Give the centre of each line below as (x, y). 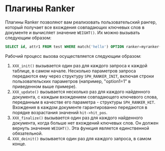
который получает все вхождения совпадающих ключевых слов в (75, 27)
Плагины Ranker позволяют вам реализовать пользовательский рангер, (81, 22)
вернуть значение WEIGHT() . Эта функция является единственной (81, 128)
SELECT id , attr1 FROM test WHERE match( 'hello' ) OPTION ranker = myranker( (83, 47)
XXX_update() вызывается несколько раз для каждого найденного (81, 92)
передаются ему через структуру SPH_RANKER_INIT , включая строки (83, 76)
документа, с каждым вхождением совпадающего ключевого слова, (85, 97)
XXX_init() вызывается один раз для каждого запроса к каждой (80, 65)
